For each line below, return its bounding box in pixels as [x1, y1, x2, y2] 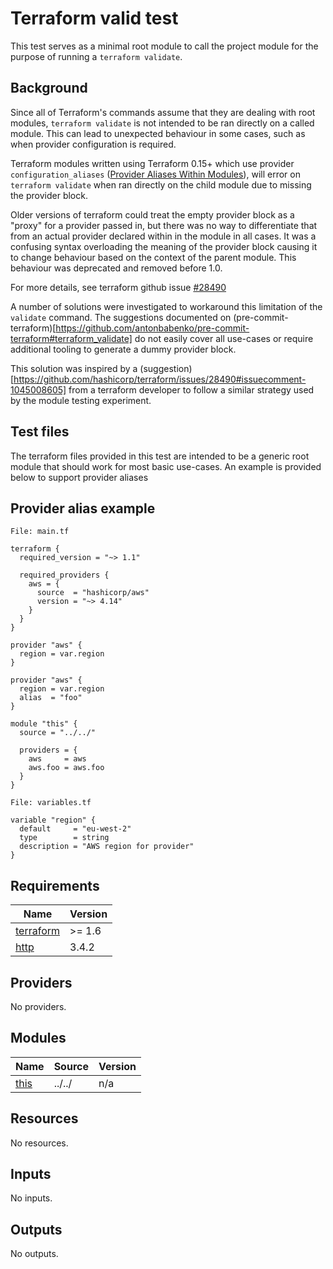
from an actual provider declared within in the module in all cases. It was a [10, 230, 317, 242]
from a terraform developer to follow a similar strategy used [68, 383, 315, 396]
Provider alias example [10, 500, 156, 517]
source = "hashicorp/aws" [36, 588, 150, 598]
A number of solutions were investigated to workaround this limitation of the [10, 300, 323, 312]
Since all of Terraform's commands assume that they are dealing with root [10, 106, 316, 118]
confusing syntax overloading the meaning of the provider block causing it [10, 240, 318, 252]
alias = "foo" [19, 693, 83, 703]
